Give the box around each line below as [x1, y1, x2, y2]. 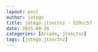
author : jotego [6, 14, 44, 20]
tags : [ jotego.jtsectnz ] [6, 36, 68, 42]
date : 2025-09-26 [6, 25, 50, 32]
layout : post [6, 8, 39, 15]
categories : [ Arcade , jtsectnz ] [6, 31, 87, 37]
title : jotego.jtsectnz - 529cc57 [6, 20, 93, 26]
